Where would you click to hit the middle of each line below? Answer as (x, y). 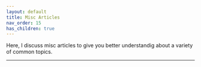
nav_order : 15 (24, 23)
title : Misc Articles (33, 17)
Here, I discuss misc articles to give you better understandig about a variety (100, 45)
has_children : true (31, 28)
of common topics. (29, 52)
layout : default (26, 12)
